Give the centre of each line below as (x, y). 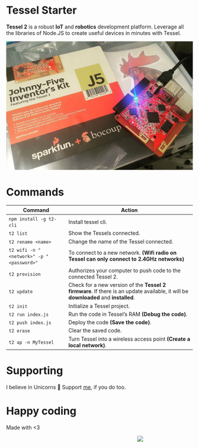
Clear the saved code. (95, 331)
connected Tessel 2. (93, 277)
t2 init (18, 306)
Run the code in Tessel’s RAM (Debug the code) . (128, 314)
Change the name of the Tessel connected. (121, 241)
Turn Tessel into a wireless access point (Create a (129, 339)
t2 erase (20, 331)
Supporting (35, 371)
